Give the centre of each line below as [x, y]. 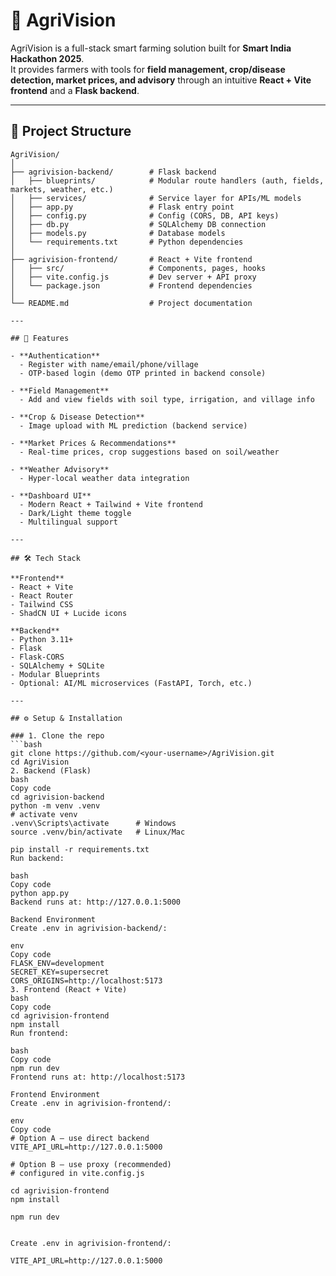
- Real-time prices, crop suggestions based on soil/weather [149, 452]
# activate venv [44, 814]
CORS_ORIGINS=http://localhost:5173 [86, 980]
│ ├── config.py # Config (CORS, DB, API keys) [145, 215]
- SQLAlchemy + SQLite [57, 665]
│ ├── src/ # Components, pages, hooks [138, 268]
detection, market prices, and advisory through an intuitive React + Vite [161, 80]
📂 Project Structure [71, 131]
